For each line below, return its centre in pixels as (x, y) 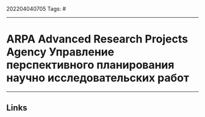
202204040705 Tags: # (36, 9)
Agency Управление (60, 52)
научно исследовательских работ (98, 78)
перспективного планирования (90, 65)
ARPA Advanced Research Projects (97, 39)
